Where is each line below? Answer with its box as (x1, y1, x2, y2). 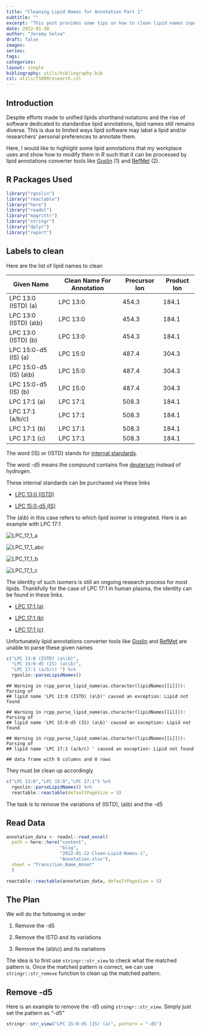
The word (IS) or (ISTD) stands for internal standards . (6, 449, 138, 456)
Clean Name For (64, 276, 111, 285)
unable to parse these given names (6, 644, 93, 651)
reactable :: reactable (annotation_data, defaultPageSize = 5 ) (6, 878, 162, 884)
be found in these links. (6, 591, 64, 598)
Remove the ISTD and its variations (14, 933, 102, 941)
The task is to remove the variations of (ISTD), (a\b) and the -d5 (6, 800, 163, 808)
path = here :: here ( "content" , (11, 839, 87, 845)
